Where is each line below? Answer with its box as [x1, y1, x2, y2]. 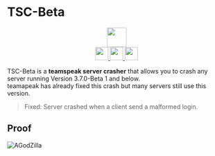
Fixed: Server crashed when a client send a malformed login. [24, 102, 198, 111]
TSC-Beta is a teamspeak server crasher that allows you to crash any [7, 67, 208, 75]
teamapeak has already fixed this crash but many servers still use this [7, 81, 207, 90]
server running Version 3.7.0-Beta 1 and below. [7, 74, 141, 83]
